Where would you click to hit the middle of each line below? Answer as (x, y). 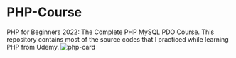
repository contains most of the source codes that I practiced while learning (118, 39)
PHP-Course (44, 12)
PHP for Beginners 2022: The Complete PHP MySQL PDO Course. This (111, 32)
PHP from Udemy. (33, 47)
